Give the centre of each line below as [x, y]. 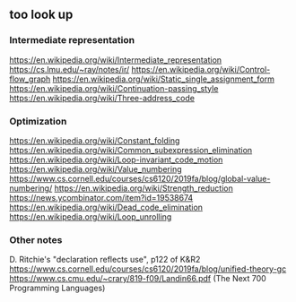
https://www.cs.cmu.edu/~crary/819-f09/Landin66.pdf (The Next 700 [138, 279]
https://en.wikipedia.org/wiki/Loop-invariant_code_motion [116, 160]
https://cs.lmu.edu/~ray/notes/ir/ [70, 69]
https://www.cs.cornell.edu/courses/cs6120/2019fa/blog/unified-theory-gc [148, 269]
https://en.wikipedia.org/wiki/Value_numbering [96, 168]
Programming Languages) [57, 288]
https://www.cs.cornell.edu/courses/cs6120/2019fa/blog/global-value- [140, 178]
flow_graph [30, 79]
